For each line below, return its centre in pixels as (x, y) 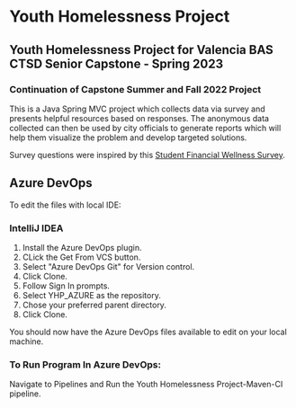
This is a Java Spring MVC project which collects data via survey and (137, 109)
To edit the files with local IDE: (65, 205)
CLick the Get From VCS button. (81, 257)
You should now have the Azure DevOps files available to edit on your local (148, 332)
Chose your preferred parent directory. (94, 305)
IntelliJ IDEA (36, 228)
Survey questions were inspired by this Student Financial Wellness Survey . (148, 155)
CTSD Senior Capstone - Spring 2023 (117, 63)
